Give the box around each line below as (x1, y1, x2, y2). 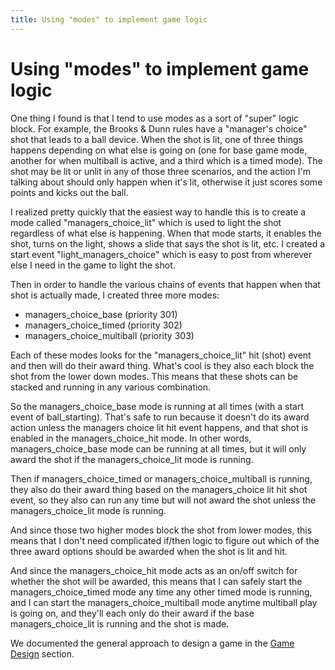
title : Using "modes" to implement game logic (10, 14, 208, 25)
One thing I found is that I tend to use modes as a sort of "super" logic (10, 112, 300, 124)
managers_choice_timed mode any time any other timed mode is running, (10, 586, 313, 598)
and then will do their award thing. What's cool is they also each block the (10, 359, 315, 371)
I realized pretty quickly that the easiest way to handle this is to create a (10, 206, 307, 218)
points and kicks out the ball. (10, 186, 129, 198)
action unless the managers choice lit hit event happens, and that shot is (10, 421, 309, 433)
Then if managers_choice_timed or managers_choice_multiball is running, (10, 472, 313, 485)
